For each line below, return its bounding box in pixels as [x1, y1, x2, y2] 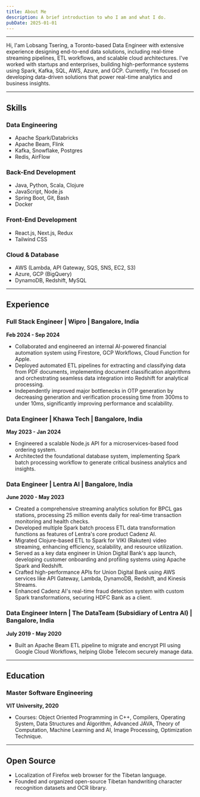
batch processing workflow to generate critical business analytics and [14, 458, 187, 466]
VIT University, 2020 [6, 702, 60, 709]
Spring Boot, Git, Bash [14, 195, 70, 202]
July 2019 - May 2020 [6, 630, 62, 637]
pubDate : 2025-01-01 [6, 20, 58, 26]
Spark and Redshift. [14, 562, 64, 570]
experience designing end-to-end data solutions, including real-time [6, 48, 174, 56]
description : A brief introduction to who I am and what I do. [6, 14, 167, 20]
